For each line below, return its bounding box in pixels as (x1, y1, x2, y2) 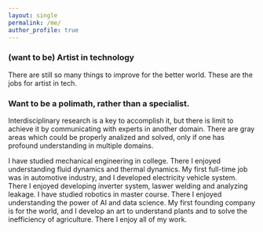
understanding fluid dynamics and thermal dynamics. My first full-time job (8, 164, 248, 174)
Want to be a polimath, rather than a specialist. (8, 98, 190, 109)
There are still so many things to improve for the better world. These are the (8, 70, 254, 79)
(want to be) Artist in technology (8, 52, 135, 63)
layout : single (8, 11, 58, 20)
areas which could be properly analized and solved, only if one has (8, 132, 225, 142)
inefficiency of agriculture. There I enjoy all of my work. (8, 214, 187, 224)
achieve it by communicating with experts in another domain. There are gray (8, 123, 255, 134)
